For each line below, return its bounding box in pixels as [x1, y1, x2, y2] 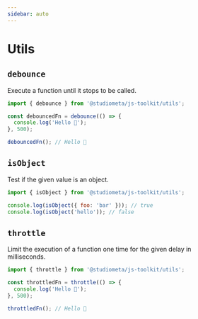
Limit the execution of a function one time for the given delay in [7, 245, 192, 254]
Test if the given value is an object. [7, 175, 109, 184]
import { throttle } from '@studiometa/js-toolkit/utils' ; [7, 267, 185, 274]
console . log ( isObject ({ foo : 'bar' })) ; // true [7, 201, 153, 209]
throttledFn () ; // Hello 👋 [7, 305, 87, 312]
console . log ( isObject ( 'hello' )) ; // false [7, 208, 134, 216]
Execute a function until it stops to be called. [7, 86, 136, 94]
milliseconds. [7, 252, 46, 261]
